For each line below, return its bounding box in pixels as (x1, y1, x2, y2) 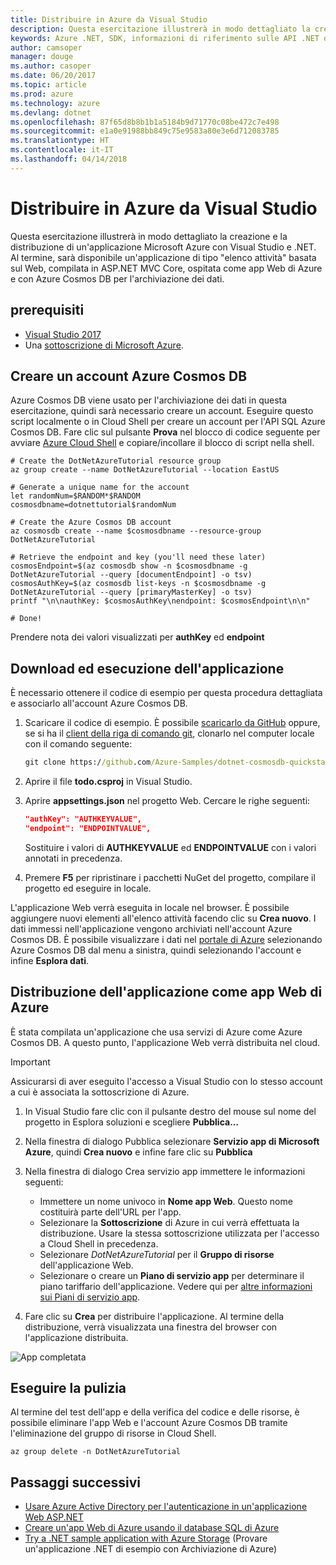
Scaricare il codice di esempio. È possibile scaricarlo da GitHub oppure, (24, 717, 321, 729)
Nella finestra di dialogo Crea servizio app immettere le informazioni (24, 1165, 306, 1177)
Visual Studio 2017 (24, 328, 102, 340)
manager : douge (10, 52, 74, 62)
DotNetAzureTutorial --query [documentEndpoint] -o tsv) (10, 570, 253, 580)
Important (10, 1056, 51, 1068)
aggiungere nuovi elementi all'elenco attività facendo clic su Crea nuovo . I (10, 912, 317, 924)
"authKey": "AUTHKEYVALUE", (24, 814, 142, 824)
